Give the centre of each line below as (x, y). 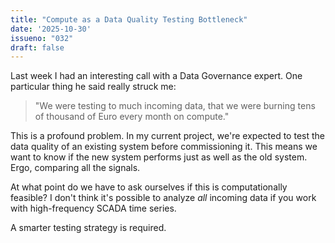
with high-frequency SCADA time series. (93, 208)
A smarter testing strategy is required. (88, 228)
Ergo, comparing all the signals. (75, 168)
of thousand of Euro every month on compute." (132, 117)
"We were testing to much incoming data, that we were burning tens (175, 106)
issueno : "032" (42, 38)
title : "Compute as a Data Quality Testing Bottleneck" (129, 19)
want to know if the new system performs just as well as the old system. (159, 157)
